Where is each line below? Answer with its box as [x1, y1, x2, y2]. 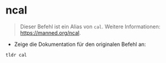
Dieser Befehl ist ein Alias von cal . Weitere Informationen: [19, 23, 161, 30]
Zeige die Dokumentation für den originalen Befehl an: [14, 41, 146, 48]
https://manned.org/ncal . [19, 29, 81, 36]
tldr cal [5, 52, 27, 58]
